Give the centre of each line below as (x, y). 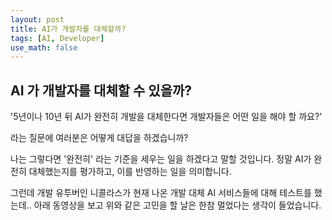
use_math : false (44, 47)
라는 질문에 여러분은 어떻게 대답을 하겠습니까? (99, 138)
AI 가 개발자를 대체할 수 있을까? (101, 90)
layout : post (37, 19)
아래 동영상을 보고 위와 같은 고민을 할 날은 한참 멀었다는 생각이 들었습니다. (177, 205)
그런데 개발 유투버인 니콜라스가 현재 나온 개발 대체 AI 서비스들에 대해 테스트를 (161, 193)
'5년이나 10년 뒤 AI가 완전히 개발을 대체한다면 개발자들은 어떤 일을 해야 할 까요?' (166, 117)
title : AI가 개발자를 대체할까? (68, 29)
